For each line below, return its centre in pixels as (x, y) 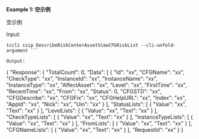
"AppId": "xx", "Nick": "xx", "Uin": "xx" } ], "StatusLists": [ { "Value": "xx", (96, 104)
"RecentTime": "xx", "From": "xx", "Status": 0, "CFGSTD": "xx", (84, 91)
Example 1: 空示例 (29, 9)
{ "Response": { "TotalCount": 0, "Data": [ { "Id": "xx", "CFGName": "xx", (95, 72)
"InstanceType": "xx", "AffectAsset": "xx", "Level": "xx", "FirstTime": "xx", (97, 85)
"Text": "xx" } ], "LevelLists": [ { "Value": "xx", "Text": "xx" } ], (82, 110)
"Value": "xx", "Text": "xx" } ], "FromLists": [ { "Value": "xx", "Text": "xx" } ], (99, 123)
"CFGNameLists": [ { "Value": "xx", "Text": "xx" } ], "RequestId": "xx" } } (95, 130)
